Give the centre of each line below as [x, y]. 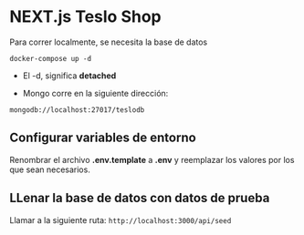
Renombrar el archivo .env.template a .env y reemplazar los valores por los [152, 159]
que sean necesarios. [50, 169]
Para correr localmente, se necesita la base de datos [109, 42]
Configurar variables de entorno [103, 138]
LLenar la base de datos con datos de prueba [140, 198]
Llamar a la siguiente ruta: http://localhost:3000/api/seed [121, 220]
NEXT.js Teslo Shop [85, 17]
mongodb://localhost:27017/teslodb [77, 110]
